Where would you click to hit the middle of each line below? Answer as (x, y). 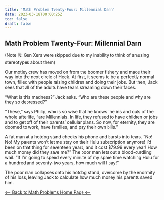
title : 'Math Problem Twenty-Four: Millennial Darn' (60, 10)
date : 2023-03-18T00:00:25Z (34, 14)
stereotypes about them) (30, 62)
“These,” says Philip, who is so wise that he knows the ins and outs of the (79, 112)
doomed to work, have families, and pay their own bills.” (62, 127)
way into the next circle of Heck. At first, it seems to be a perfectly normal (80, 77)
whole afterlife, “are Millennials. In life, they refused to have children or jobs (82, 117)
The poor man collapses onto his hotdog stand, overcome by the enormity (80, 173)
